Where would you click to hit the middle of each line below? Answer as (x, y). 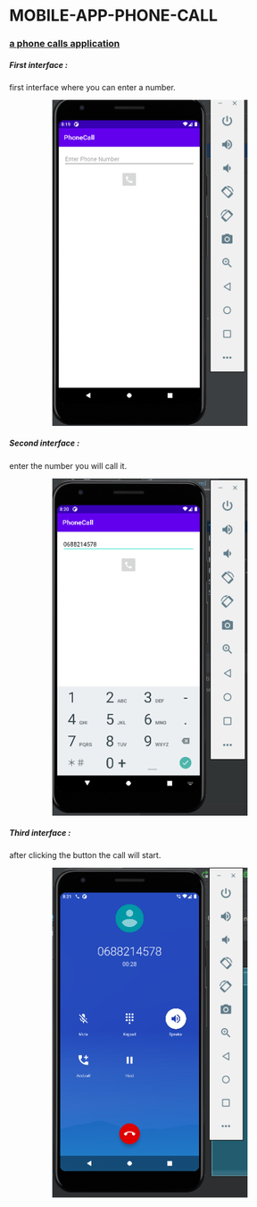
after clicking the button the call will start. (85, 855)
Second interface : (45, 443)
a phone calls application (65, 44)
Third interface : (40, 833)
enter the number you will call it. (68, 465)
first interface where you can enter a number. (92, 88)
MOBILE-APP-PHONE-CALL (114, 16)
